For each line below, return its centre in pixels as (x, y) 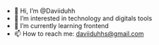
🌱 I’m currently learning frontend (61, 26)
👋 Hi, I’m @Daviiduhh (45, 11)
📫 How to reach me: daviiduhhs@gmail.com (79, 34)
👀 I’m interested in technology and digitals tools (83, 18)
